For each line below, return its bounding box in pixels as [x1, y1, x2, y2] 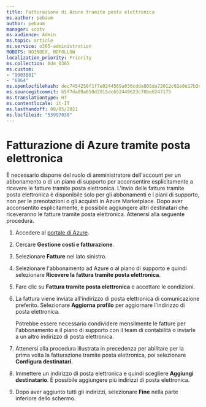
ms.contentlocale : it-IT [6, 100, 70, 106]
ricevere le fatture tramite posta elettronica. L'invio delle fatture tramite [6, 185, 185, 192]
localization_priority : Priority [6, 55, 92, 61]
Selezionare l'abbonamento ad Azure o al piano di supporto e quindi [15, 265, 187, 272]
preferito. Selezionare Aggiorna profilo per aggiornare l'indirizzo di [15, 301, 185, 309]
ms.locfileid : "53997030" [6, 112, 72, 118]
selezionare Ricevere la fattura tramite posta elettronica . [15, 271, 161, 279]
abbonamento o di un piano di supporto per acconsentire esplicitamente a [6, 178, 193, 185]
